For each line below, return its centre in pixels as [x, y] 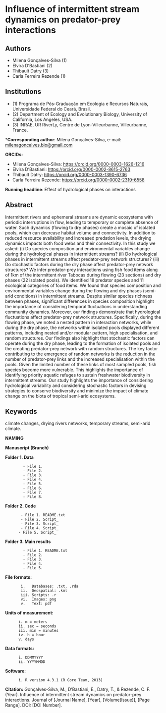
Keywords [21, 411]
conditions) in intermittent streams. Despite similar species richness [83, 296]
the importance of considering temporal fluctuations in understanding [76, 306]
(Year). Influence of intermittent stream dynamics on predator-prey [73, 695]
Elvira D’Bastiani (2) [32, 66]
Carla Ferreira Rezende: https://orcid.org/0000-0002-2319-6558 [78, 180]
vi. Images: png [38, 600]
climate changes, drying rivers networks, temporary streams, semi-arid [78, 423]
